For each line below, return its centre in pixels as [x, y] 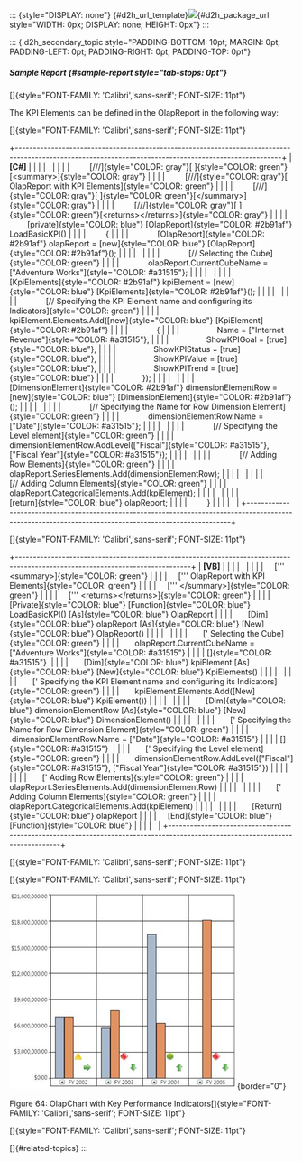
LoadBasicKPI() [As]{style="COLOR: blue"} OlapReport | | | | [121, 614]
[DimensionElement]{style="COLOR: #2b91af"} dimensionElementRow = [143, 387]
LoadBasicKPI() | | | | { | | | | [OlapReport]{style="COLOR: [137, 234]
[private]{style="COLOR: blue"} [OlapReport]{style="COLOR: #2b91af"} [160, 224]
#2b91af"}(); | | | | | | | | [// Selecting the [160, 253]
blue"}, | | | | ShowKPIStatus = [144, 349]
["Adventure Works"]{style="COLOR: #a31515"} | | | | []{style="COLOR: [141, 652]
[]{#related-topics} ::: [49, 1148]
